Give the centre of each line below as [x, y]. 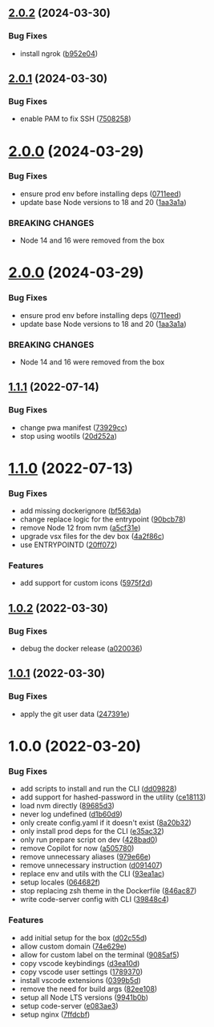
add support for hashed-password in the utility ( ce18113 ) [113, 797]
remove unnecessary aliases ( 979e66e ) [85, 857]
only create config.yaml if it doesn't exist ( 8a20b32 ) [106, 823]
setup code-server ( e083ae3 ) [69, 1005]
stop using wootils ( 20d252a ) [69, 436]
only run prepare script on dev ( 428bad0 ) [89, 840]
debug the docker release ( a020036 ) [81, 649]
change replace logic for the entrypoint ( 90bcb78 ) [103, 519]
